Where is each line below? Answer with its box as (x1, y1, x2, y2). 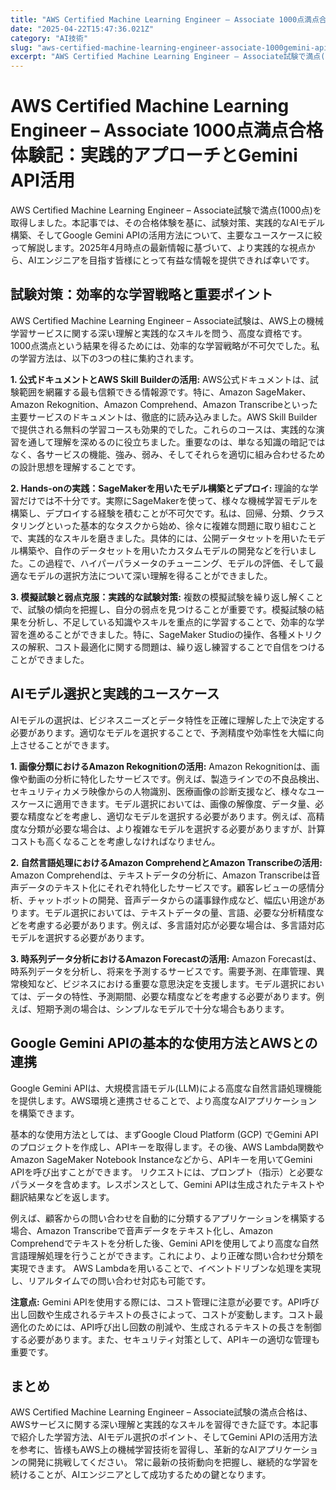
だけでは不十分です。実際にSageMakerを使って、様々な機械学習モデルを (18, 494, 319, 506)
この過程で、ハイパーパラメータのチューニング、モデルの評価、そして (27, 557, 315, 569)
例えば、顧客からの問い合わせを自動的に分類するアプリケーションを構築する (10, 1212, 326, 1224)
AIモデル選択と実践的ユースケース (10, 686, 220, 703)
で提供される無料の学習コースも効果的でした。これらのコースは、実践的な (10, 423, 317, 435)
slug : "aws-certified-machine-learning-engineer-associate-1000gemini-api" (10, 42, 333, 53)
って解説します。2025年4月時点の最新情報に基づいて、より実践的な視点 (10, 242, 307, 254)
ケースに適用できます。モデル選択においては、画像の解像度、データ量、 (18, 797, 316, 810)
